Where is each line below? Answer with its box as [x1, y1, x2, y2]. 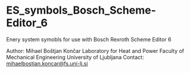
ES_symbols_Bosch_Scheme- [6, 4, 156, 17]
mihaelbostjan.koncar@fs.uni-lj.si [6, 60, 88, 67]
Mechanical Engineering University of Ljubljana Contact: [6, 53, 144, 61]
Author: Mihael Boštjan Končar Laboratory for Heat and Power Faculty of [6, 47, 185, 54]
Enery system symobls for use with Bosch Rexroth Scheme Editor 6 [6, 36, 172, 43]
